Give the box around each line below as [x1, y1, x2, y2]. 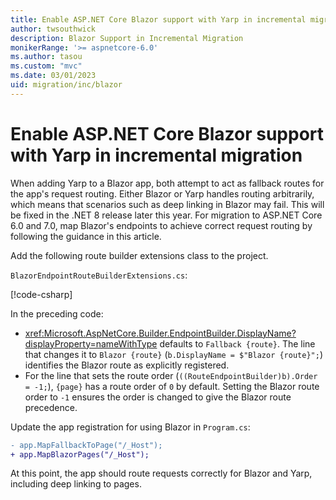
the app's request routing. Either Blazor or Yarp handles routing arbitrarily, [10, 187, 315, 200]
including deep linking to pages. [10, 478, 142, 490]
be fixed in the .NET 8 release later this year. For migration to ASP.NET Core [10, 209, 323, 221]
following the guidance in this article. [10, 230, 162, 242]
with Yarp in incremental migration [10, 144, 303, 166]
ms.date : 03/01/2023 [10, 71, 97, 81]
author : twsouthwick [10, 24, 97, 34]
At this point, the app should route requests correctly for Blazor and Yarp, [10, 467, 313, 480]
